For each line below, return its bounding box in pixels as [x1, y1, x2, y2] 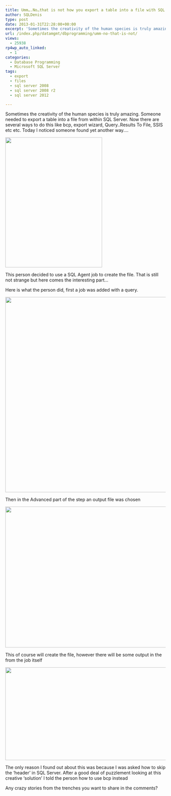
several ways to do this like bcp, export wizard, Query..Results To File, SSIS [5, 122, 163, 128]
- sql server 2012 [10, 93, 49, 98]
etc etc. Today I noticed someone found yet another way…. [5, 127, 129, 133]
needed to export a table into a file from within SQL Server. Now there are [5, 117, 159, 123]
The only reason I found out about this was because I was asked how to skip [5, 764, 166, 771]
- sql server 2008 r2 [10, 88, 56, 93]
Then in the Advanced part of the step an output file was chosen [5, 497, 141, 503]
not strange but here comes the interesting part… [5, 277, 108, 283]
